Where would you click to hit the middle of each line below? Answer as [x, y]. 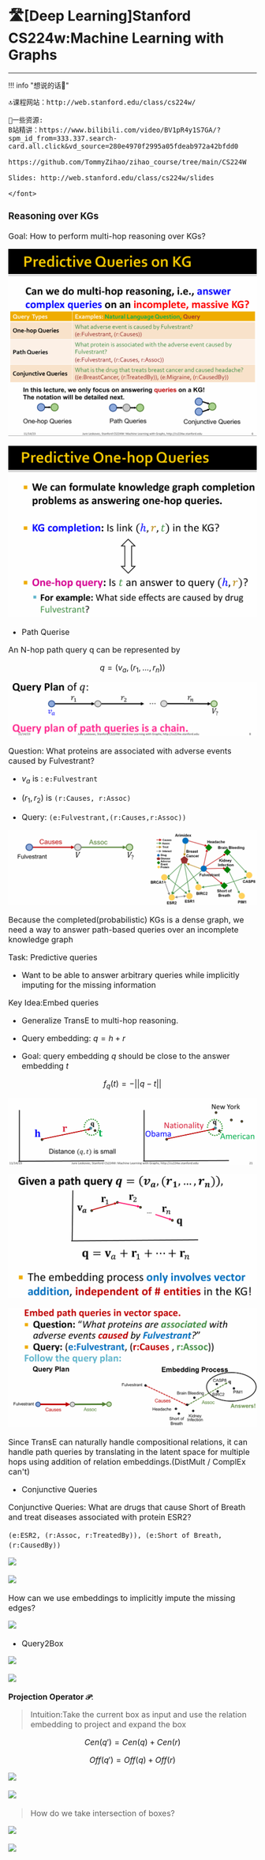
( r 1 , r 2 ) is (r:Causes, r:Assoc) [77, 798]
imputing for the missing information [89, 985]
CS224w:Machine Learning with [116, 38]
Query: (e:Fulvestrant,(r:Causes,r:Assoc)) [104, 817]
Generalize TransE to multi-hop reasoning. [100, 1020]
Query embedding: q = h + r [74, 1039]
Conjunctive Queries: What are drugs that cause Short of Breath [127, 1508]
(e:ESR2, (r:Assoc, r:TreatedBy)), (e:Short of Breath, [115, 1535]
